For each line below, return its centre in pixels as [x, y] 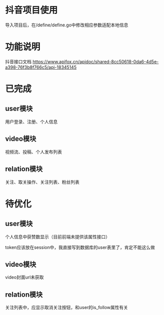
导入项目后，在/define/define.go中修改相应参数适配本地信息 [67, 25]
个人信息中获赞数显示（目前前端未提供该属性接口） [58, 236]
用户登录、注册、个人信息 [31, 121]
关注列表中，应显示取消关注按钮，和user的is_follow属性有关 [67, 308]
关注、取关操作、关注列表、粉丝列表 [42, 182]
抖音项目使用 [32, 10]
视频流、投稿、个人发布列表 [34, 152]
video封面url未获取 [24, 277]
